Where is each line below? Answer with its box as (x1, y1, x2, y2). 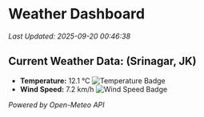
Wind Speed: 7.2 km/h (19, 84, 94, 94)
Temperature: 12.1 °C (19, 75, 90, 85)
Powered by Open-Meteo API (8, 99, 106, 109)
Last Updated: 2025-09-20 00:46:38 (8, 31, 130, 41)
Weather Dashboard (8, 5, 146, 23)
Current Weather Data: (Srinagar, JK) (8, 54, 198, 68)
